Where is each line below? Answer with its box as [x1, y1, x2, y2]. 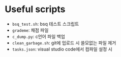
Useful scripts [5, 4, 66, 15]
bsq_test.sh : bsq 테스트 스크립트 [12, 21, 79, 27]
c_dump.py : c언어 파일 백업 [12, 33, 66, 39]
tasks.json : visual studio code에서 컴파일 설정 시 [12, 46, 112, 52]
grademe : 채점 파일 [12, 27, 49, 33]
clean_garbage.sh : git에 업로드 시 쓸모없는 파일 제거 [12, 39, 116, 46]
